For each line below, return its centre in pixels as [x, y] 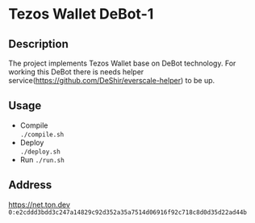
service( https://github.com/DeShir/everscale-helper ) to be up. [112, 80]
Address [30, 185]
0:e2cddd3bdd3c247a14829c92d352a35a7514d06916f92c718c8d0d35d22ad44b [128, 212]
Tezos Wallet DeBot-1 [81, 14]
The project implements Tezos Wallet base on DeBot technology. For [122, 63]
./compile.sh [42, 134]
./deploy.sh [40, 151]
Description [38, 44]
